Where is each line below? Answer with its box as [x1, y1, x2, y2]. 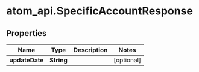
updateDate [9, 56, 44, 64]
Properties [6, 28, 47, 38]
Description [73, 46, 108, 54]
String [49, 56, 68, 64]
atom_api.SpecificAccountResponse [6, 4, 193, 18]
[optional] [113, 56, 142, 64]
